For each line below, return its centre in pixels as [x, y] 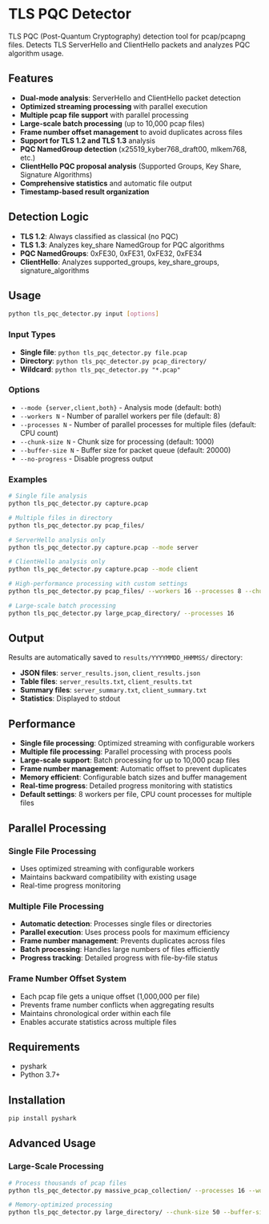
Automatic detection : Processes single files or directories [116, 924]
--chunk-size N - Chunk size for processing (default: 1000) [117, 441]
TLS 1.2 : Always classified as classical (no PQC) [99, 236]
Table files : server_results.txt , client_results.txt [106, 681]
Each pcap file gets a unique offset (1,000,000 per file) [110, 996]
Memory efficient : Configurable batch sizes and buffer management [133, 777]
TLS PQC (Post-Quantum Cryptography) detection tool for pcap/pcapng [127, 36]
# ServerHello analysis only [57, 540]
